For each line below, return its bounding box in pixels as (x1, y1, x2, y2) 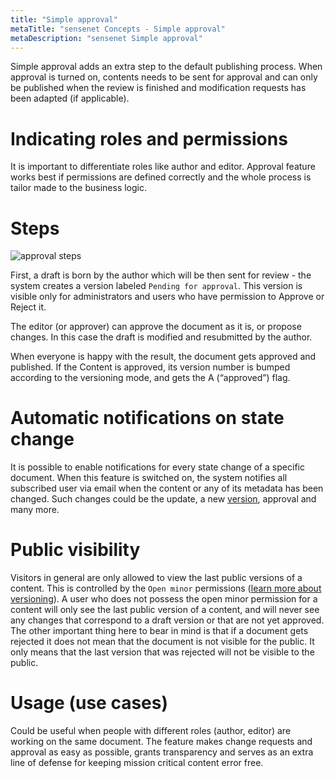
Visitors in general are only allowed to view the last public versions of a (10, 572, 303, 584)
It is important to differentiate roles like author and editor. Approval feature (10, 161, 316, 173)
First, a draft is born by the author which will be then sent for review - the (10, 269, 312, 281)
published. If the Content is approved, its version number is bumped (10, 361, 291, 373)
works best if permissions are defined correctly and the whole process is (10, 171, 312, 183)
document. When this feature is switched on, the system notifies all (10, 472, 288, 484)
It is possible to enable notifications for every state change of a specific (10, 461, 305, 473)
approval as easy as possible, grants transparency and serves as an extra (10, 746, 314, 758)
